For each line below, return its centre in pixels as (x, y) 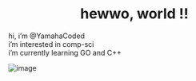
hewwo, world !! (134, 14)
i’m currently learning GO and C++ (65, 52)
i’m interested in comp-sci (51, 44)
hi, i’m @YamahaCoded (47, 36)
